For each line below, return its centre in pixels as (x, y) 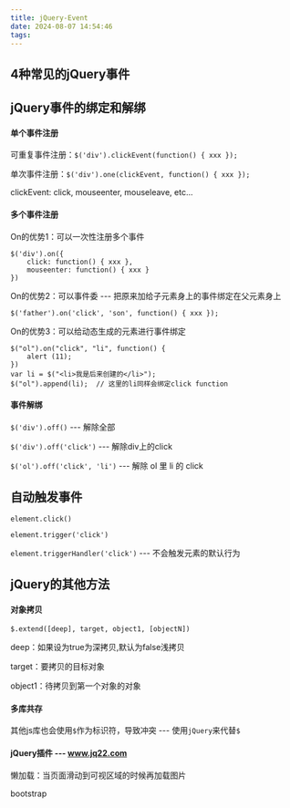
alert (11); (49, 357)
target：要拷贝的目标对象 (57, 667)
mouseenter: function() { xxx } (88, 270)
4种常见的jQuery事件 (70, 74)
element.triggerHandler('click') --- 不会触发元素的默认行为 (125, 553)
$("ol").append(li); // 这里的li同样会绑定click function (119, 384)
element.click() (41, 519)
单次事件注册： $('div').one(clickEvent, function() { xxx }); (130, 174)
